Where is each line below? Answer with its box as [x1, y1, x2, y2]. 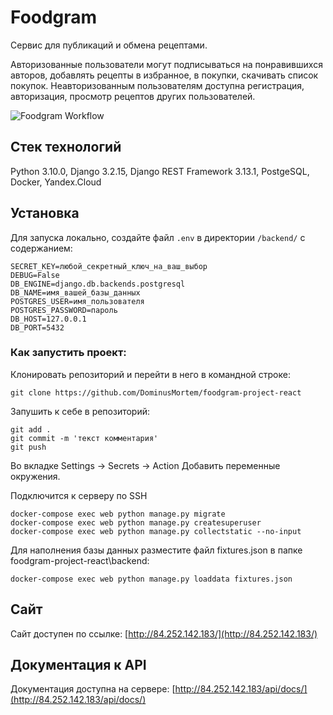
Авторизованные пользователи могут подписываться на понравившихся [10, 58, 323, 70]
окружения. [10, 470, 61, 482]
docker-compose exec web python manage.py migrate [10, 509, 226, 519]
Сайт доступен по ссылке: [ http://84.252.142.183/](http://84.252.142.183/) [10, 627, 318, 640]
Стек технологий [10, 139, 122, 156]
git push [10, 442, 47, 452]
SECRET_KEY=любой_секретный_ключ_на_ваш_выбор [10, 261, 208, 271]
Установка [10, 205, 80, 222]
